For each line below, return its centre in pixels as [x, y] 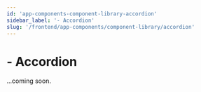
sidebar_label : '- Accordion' [51, 20]
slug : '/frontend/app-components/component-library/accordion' [101, 27]
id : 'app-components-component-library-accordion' [82, 14]
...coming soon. [29, 81]
